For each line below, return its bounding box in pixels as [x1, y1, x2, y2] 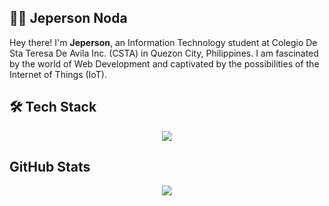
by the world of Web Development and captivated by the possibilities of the [9, 57, 320, 70]
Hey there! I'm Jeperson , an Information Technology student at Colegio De [9, 36, 318, 48]
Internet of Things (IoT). [9, 68, 107, 80]
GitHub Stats [9, 159, 91, 176]
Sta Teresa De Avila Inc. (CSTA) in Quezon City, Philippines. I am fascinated [9, 47, 319, 59]
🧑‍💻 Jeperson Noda [9, 10, 128, 27]
